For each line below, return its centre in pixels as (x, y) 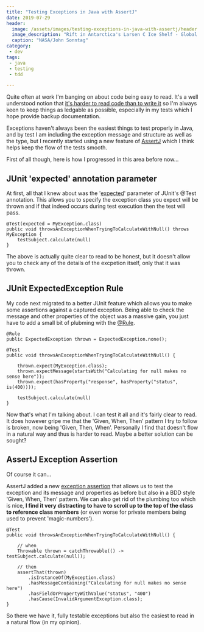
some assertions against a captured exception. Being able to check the (95, 310)
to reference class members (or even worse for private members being (96, 512)
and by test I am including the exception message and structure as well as (99, 135)
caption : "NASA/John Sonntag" (50, 40)
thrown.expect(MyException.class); (62, 366)
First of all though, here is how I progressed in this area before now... (93, 160)
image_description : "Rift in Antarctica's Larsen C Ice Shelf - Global (105, 35)
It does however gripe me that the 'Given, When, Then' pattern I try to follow (102, 421)
